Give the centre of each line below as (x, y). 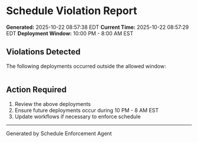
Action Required (36, 90)
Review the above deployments (53, 104)
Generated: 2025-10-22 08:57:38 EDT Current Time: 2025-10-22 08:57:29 (98, 27)
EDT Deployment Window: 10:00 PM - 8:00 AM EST (70, 33)
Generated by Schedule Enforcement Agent (59, 133)
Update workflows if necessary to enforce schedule (77, 117)
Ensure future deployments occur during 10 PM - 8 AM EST (87, 110)
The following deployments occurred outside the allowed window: (86, 66)
